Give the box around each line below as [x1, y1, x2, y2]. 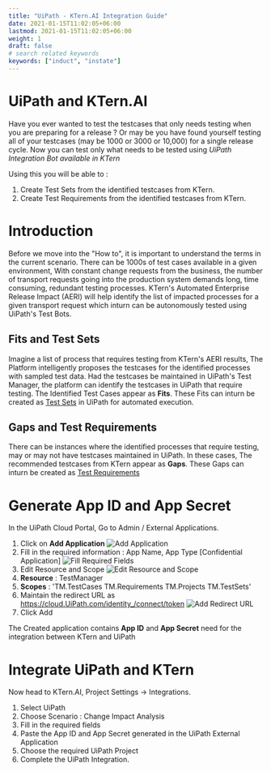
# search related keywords [8, 49, 100, 58]
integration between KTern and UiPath [8, 632, 136, 641]
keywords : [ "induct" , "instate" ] [8, 58, 121, 66]
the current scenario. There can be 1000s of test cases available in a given [8, 257, 257, 267]
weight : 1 [8, 34, 42, 43]
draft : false [8, 42, 53, 50]
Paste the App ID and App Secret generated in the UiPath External [19, 729, 240, 739]
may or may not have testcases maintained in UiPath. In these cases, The [8, 451, 252, 461]
